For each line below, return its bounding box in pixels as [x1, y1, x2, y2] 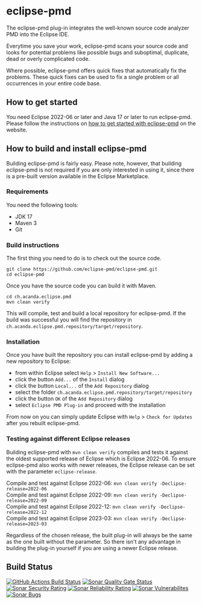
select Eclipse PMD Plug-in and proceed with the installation [14, 402, 166, 409]
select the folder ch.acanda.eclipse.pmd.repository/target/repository [14, 388, 192, 396]
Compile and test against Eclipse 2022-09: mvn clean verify [6, 491, 157, 498]
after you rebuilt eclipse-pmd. [6, 420, 80, 427]
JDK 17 [14, 213, 33, 220]
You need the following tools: [6, 201, 78, 208]
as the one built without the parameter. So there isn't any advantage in [6, 538, 181, 545]
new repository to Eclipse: [6, 358, 71, 365]
